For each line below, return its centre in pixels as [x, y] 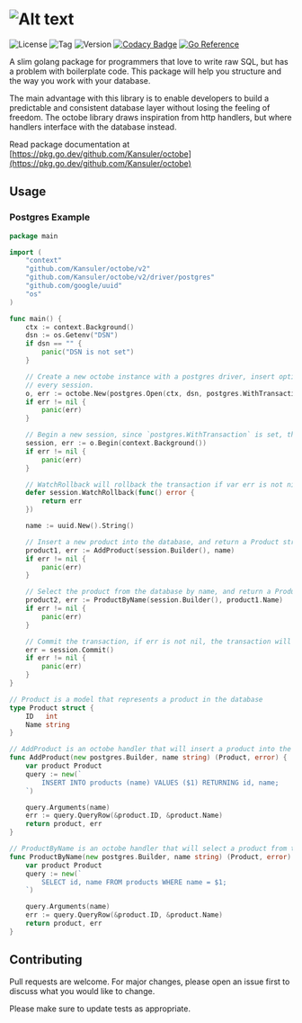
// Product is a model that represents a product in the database [136, 699]
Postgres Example [50, 218]
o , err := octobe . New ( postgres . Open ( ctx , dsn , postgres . [134, 393]
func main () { [36, 319]
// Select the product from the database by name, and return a [148, 592]
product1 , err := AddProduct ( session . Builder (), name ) [130, 550]
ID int [42, 716]
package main [34, 236]
